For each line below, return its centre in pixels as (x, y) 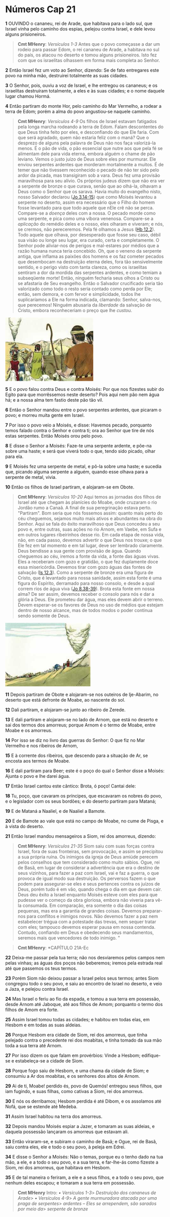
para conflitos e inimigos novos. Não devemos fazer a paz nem (92, 916)
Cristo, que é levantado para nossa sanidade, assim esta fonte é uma (90, 577)
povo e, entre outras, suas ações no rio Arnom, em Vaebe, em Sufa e (90, 529)
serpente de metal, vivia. (31, 477)
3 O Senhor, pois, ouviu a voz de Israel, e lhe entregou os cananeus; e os (81, 85)
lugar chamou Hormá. (28, 96)
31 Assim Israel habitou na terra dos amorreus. (54, 1116)
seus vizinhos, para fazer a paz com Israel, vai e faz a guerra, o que (88, 873)
